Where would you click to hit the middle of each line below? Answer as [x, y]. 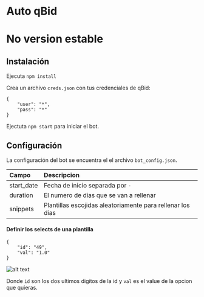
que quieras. [22, 288]
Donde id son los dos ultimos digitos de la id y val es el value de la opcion [99, 281]
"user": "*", [34, 105]
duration [21, 195]
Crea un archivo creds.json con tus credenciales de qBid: [78, 88]
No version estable [55, 39]
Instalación [28, 61]
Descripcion [62, 175]
